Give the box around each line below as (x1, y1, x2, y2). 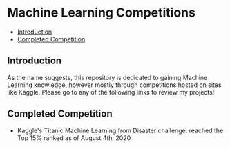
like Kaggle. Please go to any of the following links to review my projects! (7, 88, 215, 96)
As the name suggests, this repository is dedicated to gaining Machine (7, 73, 208, 81)
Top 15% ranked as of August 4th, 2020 (17, 133, 131, 142)
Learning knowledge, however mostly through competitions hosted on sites (7, 81, 222, 89)
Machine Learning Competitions (7, 5, 195, 21)
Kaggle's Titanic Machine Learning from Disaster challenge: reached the (17, 126, 224, 135)
